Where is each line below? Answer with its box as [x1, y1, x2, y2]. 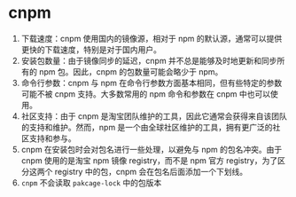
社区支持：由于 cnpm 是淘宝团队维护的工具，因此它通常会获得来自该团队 [20, 110, 287, 122]
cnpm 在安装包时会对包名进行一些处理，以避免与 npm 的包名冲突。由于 [20, 144, 283, 154]
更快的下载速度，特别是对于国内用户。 [20, 43, 161, 55]
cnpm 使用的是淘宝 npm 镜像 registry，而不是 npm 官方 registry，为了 [20, 154, 278, 166]
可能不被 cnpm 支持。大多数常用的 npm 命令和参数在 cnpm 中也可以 [20, 88, 271, 99]
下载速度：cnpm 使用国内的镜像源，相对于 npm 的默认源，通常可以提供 [20, 33, 283, 43]
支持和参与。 [28, 132, 76, 144]
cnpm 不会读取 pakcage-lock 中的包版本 [20, 177, 162, 188]
